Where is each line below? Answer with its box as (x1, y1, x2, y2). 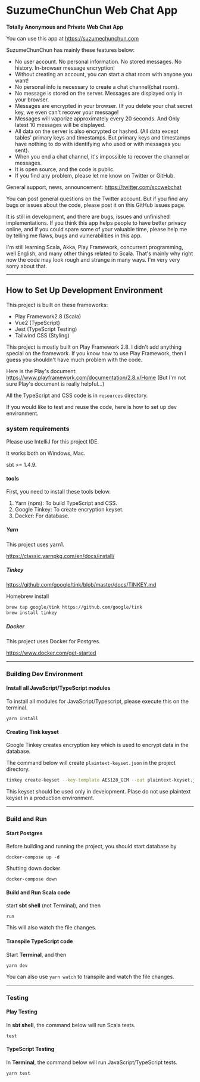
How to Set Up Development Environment (6, 286, 163, 296)
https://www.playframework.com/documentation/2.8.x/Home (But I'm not (6, 374, 186, 381)
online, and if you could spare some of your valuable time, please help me (6, 225, 187, 232)
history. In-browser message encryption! (14, 64, 115, 72)
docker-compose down (6, 876, 58, 882)
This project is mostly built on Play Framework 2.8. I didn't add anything (6, 343, 182, 351)
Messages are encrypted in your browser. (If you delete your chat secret (14, 102, 193, 109)
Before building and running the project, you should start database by (6, 843, 177, 850)
